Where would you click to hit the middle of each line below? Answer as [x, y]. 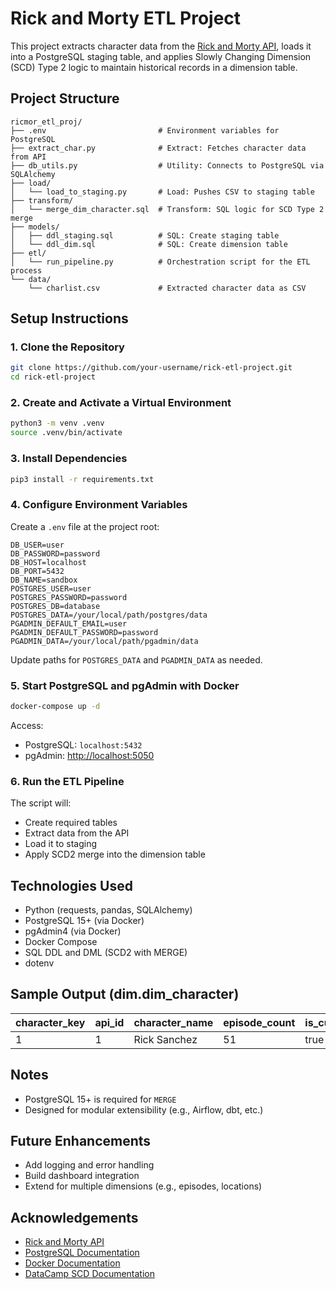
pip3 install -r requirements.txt [82, 479]
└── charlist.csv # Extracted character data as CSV [167, 288]
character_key [50, 1022]
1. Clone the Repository [67, 347]
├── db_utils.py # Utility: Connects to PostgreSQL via [167, 165]
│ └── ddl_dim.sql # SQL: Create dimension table [149, 244]
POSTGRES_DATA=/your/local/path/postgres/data [109, 615]
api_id [109, 1022]
